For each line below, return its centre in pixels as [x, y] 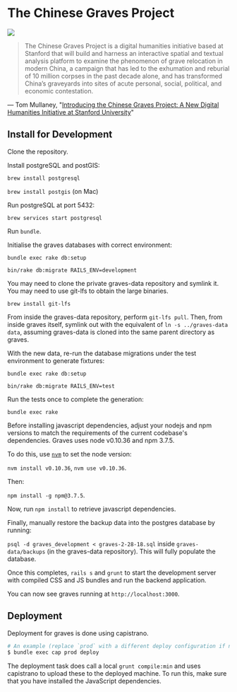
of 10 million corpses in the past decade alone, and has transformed [123, 76]
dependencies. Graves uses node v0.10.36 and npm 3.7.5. [91, 440]
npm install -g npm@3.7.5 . [46, 495]
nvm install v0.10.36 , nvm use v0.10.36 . [67, 468]
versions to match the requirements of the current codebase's [98, 432]
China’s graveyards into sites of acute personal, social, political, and [123, 83]
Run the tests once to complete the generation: [76, 399]
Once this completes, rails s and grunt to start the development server [112, 572]
